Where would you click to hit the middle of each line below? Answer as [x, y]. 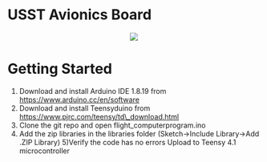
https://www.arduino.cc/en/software [79, 99]
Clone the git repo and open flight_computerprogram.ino [112, 125]
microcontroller [44, 151]
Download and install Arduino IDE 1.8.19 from [93, 91]
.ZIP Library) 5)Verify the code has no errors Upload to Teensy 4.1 [127, 142]
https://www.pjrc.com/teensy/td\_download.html [99, 116]
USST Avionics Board [80, 15]
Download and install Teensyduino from [85, 108]
